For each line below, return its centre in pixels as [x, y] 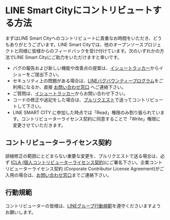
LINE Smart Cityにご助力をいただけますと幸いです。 [68, 57]
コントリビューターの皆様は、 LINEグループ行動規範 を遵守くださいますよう [83, 206]
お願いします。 [21, 212]
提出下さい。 [48, 74]
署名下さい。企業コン [136, 162]
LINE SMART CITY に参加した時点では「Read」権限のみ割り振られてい [86, 112]
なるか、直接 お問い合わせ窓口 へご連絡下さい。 [76, 87]
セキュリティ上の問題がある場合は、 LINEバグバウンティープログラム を [86, 81]
